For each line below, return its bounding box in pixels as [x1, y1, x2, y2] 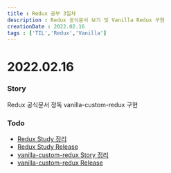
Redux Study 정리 [17, 135, 67, 143]
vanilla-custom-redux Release [17, 158, 104, 167]
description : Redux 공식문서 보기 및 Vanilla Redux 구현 [7, 17, 165, 24]
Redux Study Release [17, 143, 78, 151]
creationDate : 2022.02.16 [7, 23, 85, 30]
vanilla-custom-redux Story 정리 [17, 151, 109, 159]
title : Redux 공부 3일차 [7, 10, 76, 17]
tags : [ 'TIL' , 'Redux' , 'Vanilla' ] [7, 29, 107, 37]
